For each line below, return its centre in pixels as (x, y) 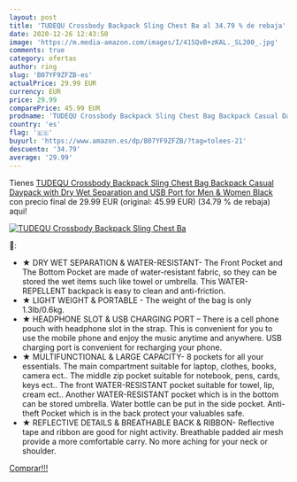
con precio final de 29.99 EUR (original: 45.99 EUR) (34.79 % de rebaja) (140, 201)
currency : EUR (35, 91)
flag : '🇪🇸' (31, 133)
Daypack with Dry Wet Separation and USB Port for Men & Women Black (141, 192)
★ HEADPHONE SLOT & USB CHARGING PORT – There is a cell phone (150, 319)
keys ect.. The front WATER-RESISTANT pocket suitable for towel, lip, (148, 385)
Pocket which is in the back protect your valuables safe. (143, 413)
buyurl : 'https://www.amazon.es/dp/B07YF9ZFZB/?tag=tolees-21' (128, 141)
